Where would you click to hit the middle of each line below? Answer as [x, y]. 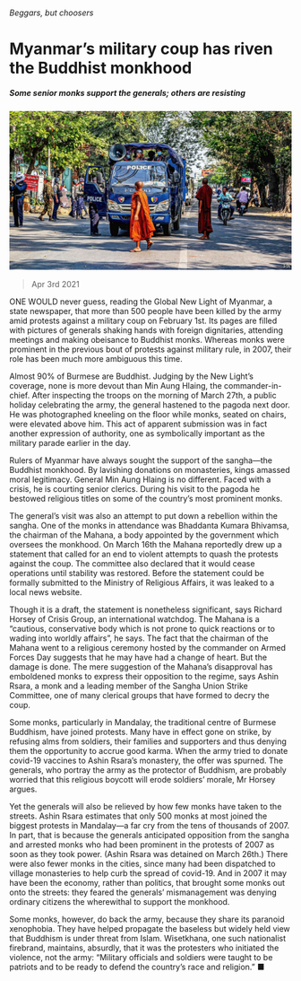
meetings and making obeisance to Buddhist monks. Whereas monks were [147, 340]
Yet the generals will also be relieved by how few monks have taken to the [146, 807]
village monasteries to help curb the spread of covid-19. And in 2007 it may [148, 873]
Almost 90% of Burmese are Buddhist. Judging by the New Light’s [131, 376]
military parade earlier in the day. [70, 443]
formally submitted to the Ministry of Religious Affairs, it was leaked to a [142, 582]
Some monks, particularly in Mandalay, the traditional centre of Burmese [143, 723]
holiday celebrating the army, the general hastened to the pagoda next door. [150, 405]
